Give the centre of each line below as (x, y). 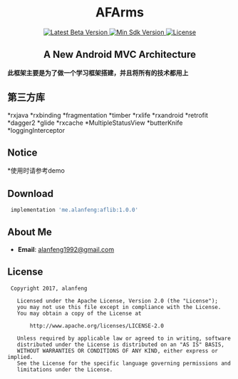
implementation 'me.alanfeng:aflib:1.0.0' (74, 210)
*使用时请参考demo (36, 171)
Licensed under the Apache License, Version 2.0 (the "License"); (118, 300)
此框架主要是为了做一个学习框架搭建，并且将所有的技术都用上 (98, 73)
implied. (20, 357)
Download (30, 193)
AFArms (120, 12)
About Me (30, 232)
